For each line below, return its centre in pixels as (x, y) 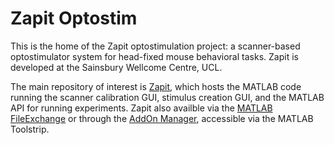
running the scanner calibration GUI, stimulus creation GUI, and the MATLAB (167, 97)
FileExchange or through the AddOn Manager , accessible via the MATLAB (162, 118)
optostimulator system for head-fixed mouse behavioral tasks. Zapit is (154, 56)
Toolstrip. (30, 129)
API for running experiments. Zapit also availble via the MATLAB (141, 108)
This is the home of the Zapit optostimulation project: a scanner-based (155, 46)
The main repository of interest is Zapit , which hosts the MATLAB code (156, 86)
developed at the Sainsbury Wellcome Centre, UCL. (116, 67)
